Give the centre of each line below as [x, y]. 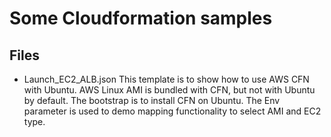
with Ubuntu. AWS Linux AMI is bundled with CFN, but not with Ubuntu [169, 90]
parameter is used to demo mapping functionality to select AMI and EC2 [172, 111]
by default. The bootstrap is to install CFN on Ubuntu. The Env [152, 100]
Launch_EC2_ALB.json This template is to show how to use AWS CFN [166, 79]
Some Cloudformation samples [141, 18]
